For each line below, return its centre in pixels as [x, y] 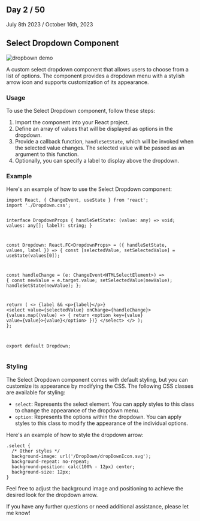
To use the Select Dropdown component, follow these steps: [81, 110]
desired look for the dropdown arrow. [52, 495]
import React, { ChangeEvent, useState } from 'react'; [77, 200]
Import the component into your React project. [72, 122]
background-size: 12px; [41, 472]
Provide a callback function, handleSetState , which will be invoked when [104, 141]
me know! [18, 513]
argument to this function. [47, 154]
